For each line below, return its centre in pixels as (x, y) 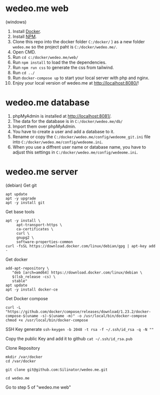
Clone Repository (23, 348)
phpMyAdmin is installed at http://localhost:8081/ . (62, 116)
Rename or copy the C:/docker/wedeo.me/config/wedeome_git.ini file (81, 137)
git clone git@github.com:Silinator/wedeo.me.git (57, 370)
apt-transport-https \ (39, 225)
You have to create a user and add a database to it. (63, 131)
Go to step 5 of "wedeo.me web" (38, 387)
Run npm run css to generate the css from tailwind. (63, 67)
